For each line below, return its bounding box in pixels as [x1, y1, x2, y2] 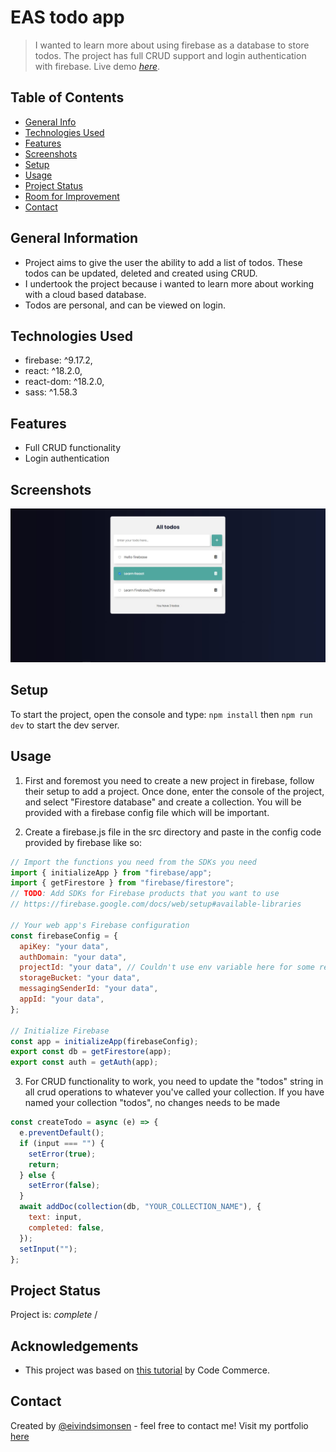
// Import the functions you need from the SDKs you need [10, 857, 257, 867]
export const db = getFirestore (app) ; [10, 1047, 172, 1057]
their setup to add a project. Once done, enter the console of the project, [24, 785, 325, 797]
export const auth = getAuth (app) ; [10, 1057, 159, 1068]
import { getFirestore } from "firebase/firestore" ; [10, 878, 235, 888]
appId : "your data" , [19, 994, 105, 1005]
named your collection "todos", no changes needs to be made [24, 1097, 281, 1109]
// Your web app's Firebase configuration [10, 920, 190, 930]
